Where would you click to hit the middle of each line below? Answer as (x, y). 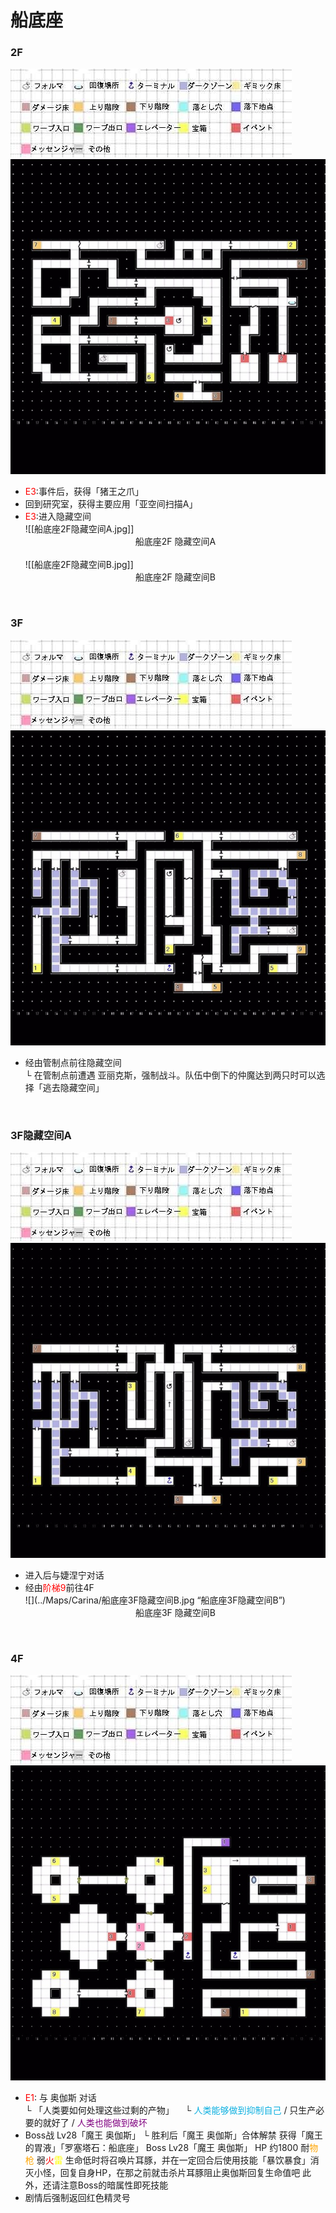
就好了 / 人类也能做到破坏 (95, 2123)
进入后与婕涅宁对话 (64, 1575)
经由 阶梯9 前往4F (59, 1588)
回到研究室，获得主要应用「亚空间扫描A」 (111, 504)
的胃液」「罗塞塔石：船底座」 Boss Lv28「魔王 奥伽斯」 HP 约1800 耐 (167, 2148)
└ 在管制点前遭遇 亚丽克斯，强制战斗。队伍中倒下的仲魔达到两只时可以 (170, 1075)
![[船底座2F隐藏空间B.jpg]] (79, 565)
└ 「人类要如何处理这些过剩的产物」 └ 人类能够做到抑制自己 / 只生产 (170, 2110)
